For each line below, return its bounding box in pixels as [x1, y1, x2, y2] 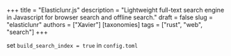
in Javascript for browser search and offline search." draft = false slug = [6, 13, 214, 21]
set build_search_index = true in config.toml [6, 41, 138, 49]
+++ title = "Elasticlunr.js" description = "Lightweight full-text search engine [6, 6, 225, 14]
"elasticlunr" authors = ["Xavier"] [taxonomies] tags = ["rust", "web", [6, 21, 203, 28]
